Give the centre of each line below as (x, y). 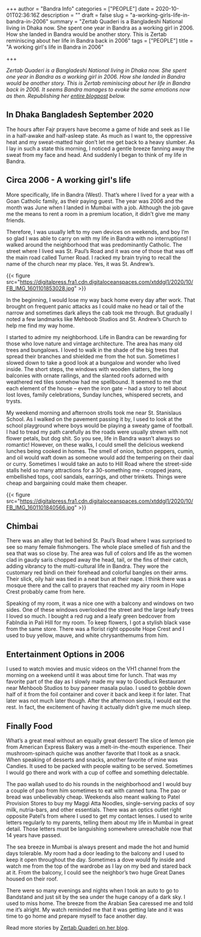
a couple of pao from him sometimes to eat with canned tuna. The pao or (97, 791)
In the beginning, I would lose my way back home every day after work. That (101, 300)
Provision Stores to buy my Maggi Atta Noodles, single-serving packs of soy (100, 803)
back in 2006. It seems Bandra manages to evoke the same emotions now (98, 89)
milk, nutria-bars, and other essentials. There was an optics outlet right (94, 810)
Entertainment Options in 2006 (65, 654)
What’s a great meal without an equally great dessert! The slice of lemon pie (100, 741)
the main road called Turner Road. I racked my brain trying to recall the (94, 257)
